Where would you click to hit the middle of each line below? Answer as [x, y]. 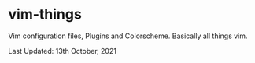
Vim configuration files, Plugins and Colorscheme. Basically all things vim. [128, 36]
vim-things [45, 14]
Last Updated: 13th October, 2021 [62, 51]
